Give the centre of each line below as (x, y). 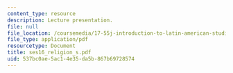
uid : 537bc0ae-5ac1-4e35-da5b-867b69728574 (71, 59)
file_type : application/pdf (48, 40)
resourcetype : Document (42, 46)
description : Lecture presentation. (60, 20)
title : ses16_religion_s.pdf (49, 53)
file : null (23, 26)
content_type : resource (42, 14)
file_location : (29, 33)
